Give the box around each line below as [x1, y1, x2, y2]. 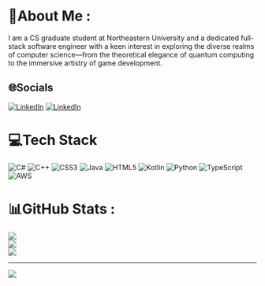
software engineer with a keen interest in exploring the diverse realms [27, 41, 255, 50]
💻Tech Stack [8, 131, 98, 149]
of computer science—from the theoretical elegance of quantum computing [8, 50, 255, 59]
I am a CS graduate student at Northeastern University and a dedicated [8, 33, 239, 43]
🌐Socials [8, 81, 54, 95]
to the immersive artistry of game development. [8, 58, 163, 68]
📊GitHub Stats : [8, 200, 116, 217]
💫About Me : [8, 7, 91, 25]
